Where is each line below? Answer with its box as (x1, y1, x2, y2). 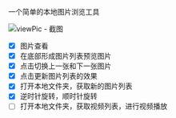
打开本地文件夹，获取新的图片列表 (19, 81, 133, 91)
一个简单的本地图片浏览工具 (8, 7, 100, 16)
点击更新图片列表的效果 (19, 71, 98, 81)
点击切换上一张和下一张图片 (19, 61, 112, 71)
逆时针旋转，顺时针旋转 (19, 92, 98, 101)
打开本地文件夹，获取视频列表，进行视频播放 (19, 101, 168, 111)
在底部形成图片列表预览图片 (19, 51, 112, 61)
